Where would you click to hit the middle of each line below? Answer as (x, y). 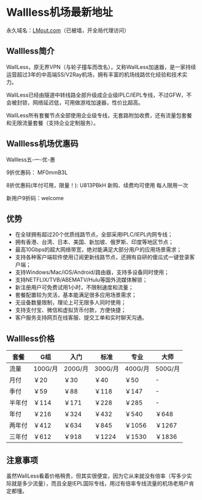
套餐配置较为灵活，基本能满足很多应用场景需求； (76, 295)
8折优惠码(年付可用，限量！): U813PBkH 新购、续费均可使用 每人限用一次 (97, 185)
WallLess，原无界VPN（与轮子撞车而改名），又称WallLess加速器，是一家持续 (101, 67)
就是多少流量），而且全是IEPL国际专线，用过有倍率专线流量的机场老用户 (100, 483)
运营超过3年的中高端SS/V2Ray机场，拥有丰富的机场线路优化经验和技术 (94, 74)
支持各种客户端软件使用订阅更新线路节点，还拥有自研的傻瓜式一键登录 (102, 257)
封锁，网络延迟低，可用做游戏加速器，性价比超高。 (80, 102)
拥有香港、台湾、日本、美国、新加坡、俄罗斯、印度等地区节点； (94, 242)
